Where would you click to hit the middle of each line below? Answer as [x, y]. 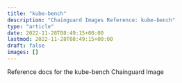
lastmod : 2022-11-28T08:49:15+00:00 [60, 39]
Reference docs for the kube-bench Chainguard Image [86, 72]
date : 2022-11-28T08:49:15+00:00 [56, 33]
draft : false [26, 46]
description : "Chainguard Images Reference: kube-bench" [91, 20]
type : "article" [31, 26]
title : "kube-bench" [37, 13]
